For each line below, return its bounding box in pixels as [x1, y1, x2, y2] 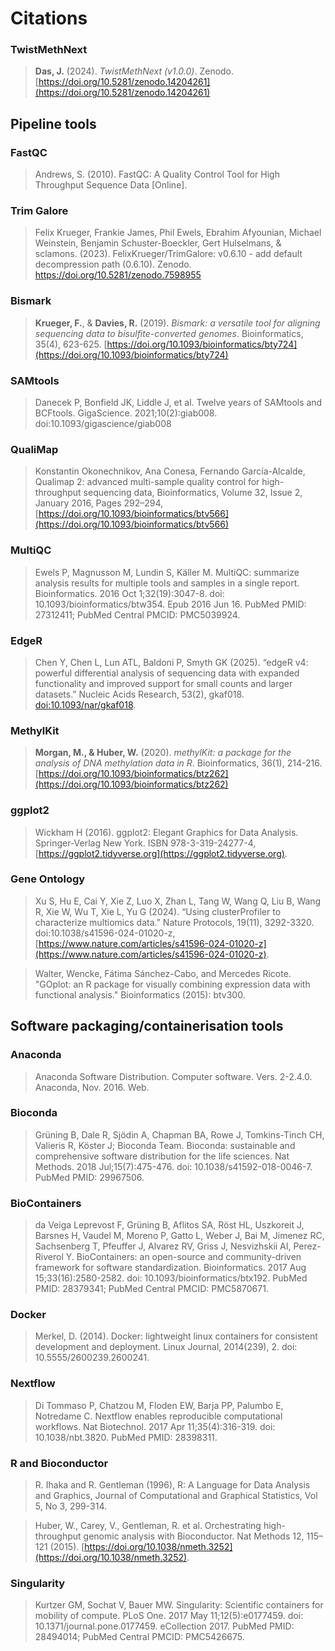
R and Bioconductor [10, 1456, 109, 1470]
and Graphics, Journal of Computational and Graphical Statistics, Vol [34, 1490, 318, 1502]
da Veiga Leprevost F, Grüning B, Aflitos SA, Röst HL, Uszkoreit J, [34, 1219, 305, 1231]
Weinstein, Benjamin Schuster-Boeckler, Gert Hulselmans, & [34, 237, 282, 249]
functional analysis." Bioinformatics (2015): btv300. [34, 988, 246, 1001]
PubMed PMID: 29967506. [34, 1171, 145, 1183]
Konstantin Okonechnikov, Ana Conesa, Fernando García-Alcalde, [34, 465, 306, 477]
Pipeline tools [10, 115, 97, 132]
